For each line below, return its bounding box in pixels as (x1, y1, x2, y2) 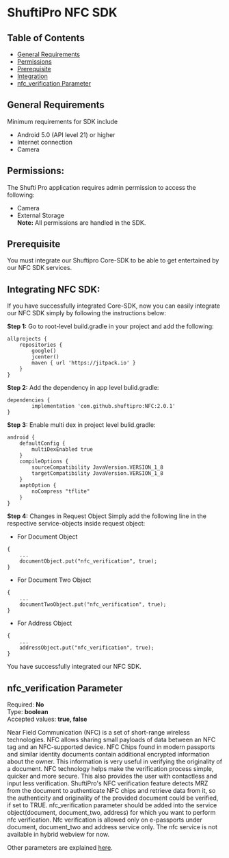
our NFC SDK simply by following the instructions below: (7, 309, 166, 317)
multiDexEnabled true (31, 446, 94, 453)
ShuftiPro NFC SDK (7, 5, 118, 21)
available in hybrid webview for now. (7, 831, 109, 839)
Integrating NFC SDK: (7, 283, 100, 295)
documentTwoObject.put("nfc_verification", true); (19, 601, 167, 608)
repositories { (19, 341, 63, 349)
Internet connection (16, 138, 73, 146)
